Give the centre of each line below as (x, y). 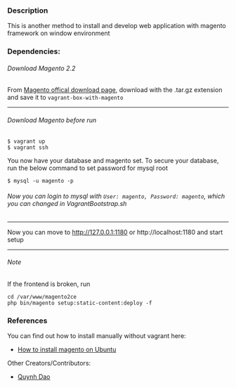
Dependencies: (34, 51)
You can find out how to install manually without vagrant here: (97, 336)
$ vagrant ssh (28, 147)
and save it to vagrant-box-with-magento (65, 98)
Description (28, 11)
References (27, 321)
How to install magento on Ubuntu (67, 349)
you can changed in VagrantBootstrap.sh (67, 204)
